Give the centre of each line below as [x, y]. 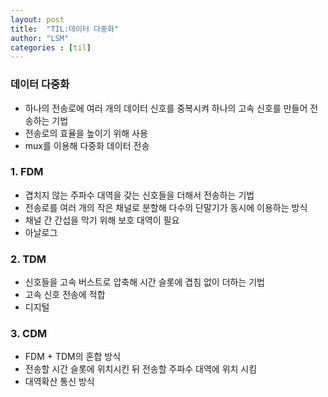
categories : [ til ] [51, 47]
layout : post [37, 19]
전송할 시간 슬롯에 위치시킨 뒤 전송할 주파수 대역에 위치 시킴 [141, 369]
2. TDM [28, 259]
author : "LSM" [40, 38]
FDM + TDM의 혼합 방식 [73, 357]
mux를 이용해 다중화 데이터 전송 [87, 145]
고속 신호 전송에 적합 [65, 295]
